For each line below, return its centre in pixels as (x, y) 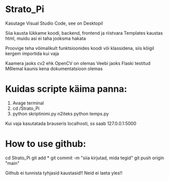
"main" (12, 163)
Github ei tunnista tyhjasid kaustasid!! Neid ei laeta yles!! (64, 173)
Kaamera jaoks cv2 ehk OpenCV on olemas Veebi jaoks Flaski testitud (78, 63)
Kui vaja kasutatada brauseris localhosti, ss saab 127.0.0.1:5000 (71, 123)
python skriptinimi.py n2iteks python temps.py (61, 113)
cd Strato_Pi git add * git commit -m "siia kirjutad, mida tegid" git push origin (85, 158)
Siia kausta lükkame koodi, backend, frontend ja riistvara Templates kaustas (84, 33)
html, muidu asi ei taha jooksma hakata (46, 38)
